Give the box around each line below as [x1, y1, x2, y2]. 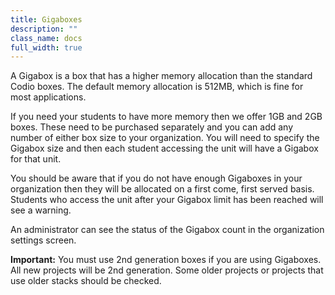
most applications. [10, 91, 87, 103]
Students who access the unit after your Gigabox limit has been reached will [10, 194, 324, 206]
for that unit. [10, 153, 62, 165]
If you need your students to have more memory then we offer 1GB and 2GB [10, 111, 323, 123]
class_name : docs [10, 33, 83, 43]
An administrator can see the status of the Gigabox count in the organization [10, 224, 325, 236]
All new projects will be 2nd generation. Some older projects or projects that [10, 264, 324, 276]
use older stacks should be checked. [10, 275, 162, 287]
